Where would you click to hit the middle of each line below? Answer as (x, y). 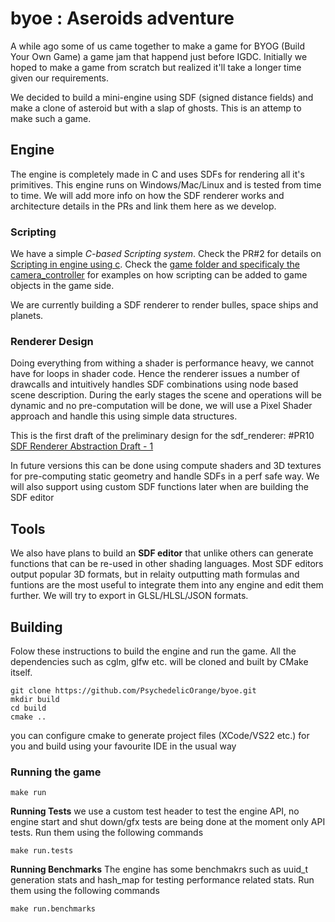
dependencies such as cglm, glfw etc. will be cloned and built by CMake (159, 661)
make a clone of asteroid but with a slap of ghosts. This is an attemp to (156, 108)
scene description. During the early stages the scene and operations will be (166, 395)
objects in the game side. (62, 286)
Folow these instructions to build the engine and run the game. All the (153, 651)
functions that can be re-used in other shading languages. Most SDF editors (167, 564)
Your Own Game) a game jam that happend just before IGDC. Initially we (159, 56)
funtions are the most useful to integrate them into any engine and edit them (167, 585)
